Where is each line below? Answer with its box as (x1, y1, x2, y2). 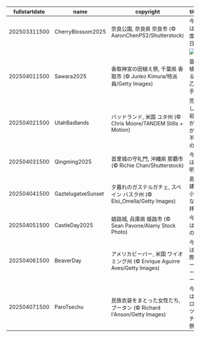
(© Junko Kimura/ (123, 73, 167, 80)
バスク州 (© (123, 191, 153, 198)
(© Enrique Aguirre (133, 258, 180, 264)
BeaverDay (54, 257, 82, 264)
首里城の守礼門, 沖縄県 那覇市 (111, 155, 183, 162)
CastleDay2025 (54, 221, 93, 229)
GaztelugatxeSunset (54, 190, 104, 197)
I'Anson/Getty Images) (111, 311, 167, 318)
